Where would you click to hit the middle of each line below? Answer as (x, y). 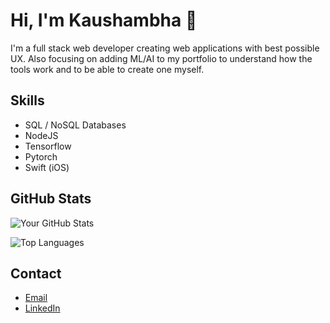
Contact (36, 273)
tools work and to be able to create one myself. (107, 69)
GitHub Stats (51, 199)
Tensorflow (48, 146)
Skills (27, 100)
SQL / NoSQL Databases (75, 125)
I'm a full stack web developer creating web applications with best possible (165, 48)
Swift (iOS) (47, 167)
